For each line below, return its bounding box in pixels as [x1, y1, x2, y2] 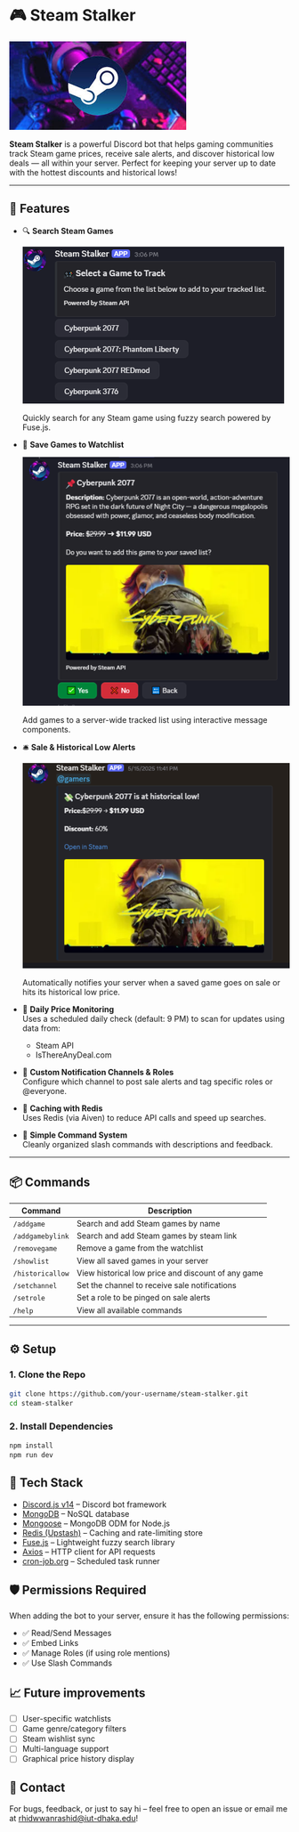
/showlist [12, 1257, 50, 1266]
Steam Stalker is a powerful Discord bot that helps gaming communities [9, 138, 274, 150]
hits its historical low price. [21, 987, 120, 998]
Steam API [35, 1041, 74, 1051]
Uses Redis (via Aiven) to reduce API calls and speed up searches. [21, 1113, 267, 1123]
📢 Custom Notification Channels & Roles [21, 1067, 174, 1078]
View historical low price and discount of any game [77, 1268, 264, 1278]
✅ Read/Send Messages [21, 1628, 112, 1639]
